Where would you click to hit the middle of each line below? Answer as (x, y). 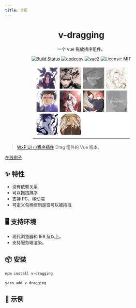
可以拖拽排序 (25, 193)
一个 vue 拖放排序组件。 (81, 49)
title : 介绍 (16, 10)
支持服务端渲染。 (29, 242)
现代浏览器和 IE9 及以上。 (38, 237)
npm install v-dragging (29, 274)
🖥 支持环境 (21, 222)
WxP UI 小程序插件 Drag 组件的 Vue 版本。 (59, 147)
